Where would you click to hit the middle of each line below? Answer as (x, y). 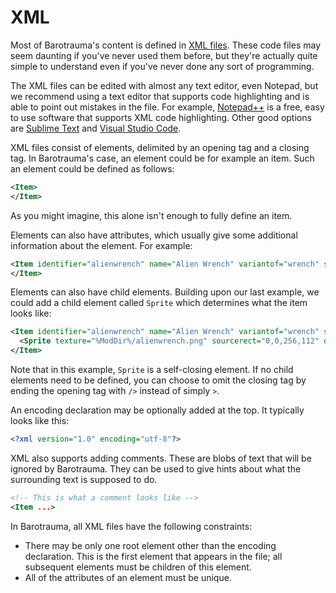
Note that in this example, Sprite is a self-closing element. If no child (152, 370)
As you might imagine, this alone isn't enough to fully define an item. (151, 215)
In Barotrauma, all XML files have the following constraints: (131, 526)
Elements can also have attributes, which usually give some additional (154, 235)
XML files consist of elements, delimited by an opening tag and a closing (160, 147)
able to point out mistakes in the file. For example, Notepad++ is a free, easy (167, 107)
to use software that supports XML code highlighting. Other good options (161, 117)
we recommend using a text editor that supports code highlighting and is (160, 96)
